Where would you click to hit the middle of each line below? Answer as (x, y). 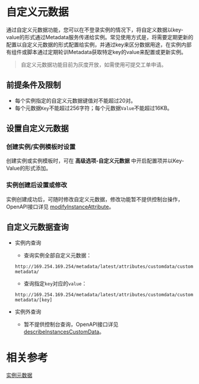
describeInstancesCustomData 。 (64, 331)
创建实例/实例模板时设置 (41, 147)
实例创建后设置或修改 (37, 185)
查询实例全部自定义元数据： (58, 255)
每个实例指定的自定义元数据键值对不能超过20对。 (75, 100)
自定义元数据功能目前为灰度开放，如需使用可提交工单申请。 (94, 64)
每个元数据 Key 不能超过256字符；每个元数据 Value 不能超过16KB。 (94, 108)
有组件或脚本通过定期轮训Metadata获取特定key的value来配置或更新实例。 (96, 52)
